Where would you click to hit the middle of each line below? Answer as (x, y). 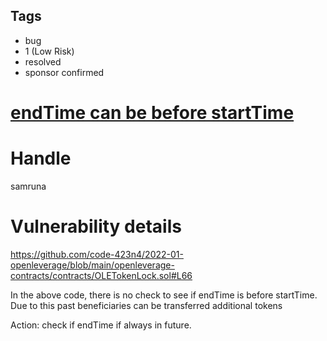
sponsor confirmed (64, 72)
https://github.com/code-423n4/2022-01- (97, 254)
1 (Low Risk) (49, 51)
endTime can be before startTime (152, 113)
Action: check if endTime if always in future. (101, 325)
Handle (41, 158)
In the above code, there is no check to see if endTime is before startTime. (164, 295)
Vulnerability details (96, 226)
